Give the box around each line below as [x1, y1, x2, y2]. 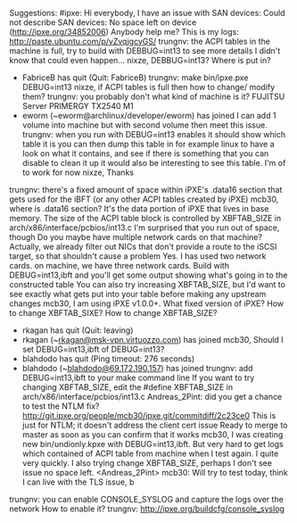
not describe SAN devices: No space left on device [9, 17, 197, 28]
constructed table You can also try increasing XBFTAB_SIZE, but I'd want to [9, 279, 285, 289]
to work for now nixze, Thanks [21, 167, 134, 178]
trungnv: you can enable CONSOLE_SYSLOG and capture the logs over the [9, 494, 284, 504]
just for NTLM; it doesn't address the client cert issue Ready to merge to [21, 419, 288, 430]
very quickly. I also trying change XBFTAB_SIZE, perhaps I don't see [21, 458, 272, 468]
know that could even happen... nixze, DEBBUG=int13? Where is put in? [9, 55, 271, 65]
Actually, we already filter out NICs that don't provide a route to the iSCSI [9, 241, 277, 252]
